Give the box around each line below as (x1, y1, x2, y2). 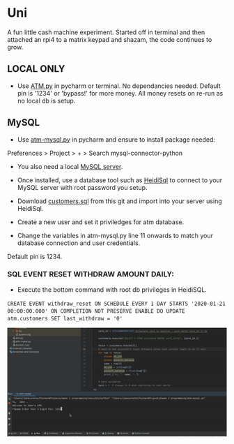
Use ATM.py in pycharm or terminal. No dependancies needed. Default (17, 82, 221, 90)
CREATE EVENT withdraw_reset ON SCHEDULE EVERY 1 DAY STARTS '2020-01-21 (7, 300, 226, 307)
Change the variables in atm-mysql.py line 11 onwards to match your (17, 231, 214, 239)
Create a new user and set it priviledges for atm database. (17, 218, 185, 226)
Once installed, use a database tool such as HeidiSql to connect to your (17, 176, 223, 184)
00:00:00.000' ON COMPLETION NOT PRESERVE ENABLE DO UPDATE (7, 307, 186, 315)
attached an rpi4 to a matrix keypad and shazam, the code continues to (7, 35, 212, 43)
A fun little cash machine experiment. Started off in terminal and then (7, 28, 205, 36)
